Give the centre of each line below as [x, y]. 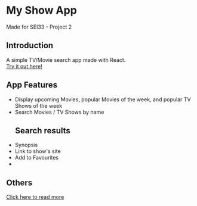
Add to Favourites [36, 158]
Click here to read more [35, 197]
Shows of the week [39, 105]
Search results [42, 131]
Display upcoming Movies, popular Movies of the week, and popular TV [103, 99]
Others [19, 182]
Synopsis [26, 145]
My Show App [42, 10]
